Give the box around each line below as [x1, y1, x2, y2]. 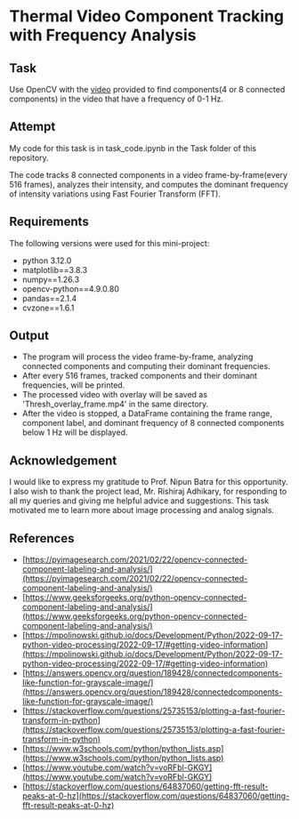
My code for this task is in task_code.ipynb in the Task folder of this [9, 142, 256, 153]
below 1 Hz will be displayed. [21, 427, 128, 438]
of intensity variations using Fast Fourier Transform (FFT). [9, 189, 221, 199]
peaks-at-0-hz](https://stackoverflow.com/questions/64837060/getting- [21, 791, 290, 801]
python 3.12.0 [21, 255, 72, 266]
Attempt [9, 119, 56, 134]
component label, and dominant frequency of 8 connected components [21, 418, 285, 429]
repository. [9, 152, 49, 163]
